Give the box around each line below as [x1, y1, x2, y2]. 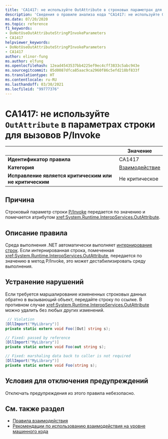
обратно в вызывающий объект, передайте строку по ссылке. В [5, 296, 142, 302]
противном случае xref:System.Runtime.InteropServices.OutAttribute [5, 302, 149, 308]
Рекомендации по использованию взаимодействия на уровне [12, 423, 146, 429]
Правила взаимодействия [12, 418, 68, 424]
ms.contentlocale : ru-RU [5, 77, 57, 82]
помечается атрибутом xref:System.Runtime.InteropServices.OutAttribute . [5, 214, 160, 221]
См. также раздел [5, 404, 65, 413]
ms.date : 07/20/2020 [5, 17, 48, 22]
